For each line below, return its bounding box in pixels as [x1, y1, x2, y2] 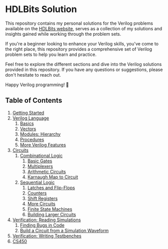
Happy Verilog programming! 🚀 [5, 82, 69, 88]
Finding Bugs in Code [20, 222, 65, 228]
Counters [27, 190, 47, 196]
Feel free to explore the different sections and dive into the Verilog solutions [5, 61, 162, 67]
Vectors [20, 126, 37, 132]
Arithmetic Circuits [27, 168, 66, 174]
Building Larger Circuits [27, 211, 76, 217]
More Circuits [27, 201, 56, 207]
